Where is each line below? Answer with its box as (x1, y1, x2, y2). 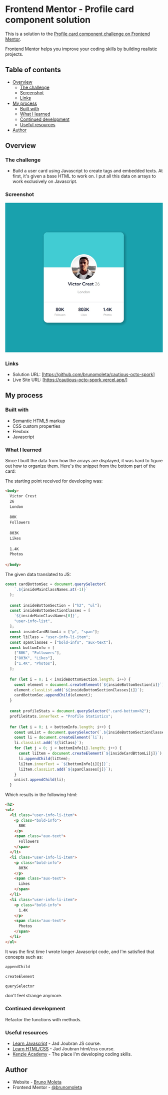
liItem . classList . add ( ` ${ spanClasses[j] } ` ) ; (18, 767, 113, 772)
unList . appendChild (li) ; (14, 777, 66, 783)
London (9, 504, 23, 509)
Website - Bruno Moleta (12, 1079, 61, 1085)
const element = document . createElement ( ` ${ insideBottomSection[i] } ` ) (14, 682, 164, 687)
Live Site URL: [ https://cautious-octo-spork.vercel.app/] (12, 377, 128, 383)
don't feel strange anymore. (5, 993, 62, 999)
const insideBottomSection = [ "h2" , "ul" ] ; (9, 603, 101, 608)
